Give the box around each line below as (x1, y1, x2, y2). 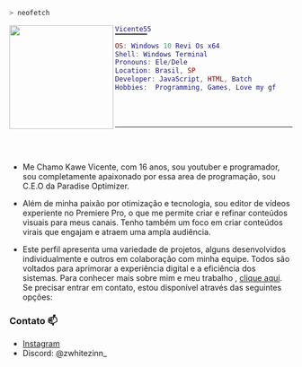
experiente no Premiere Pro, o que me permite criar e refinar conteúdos (22, 207, 288, 218)
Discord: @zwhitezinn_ (22, 348, 108, 359)
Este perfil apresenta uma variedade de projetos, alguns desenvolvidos (22, 243, 286, 255)
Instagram (22, 338, 60, 349)
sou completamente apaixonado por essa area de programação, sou (22, 170, 276, 181)
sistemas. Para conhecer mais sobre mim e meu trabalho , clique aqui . (22, 272, 283, 283)
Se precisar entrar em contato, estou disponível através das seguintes (22, 282, 282, 293)
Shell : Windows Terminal (115, 49, 209, 58)
